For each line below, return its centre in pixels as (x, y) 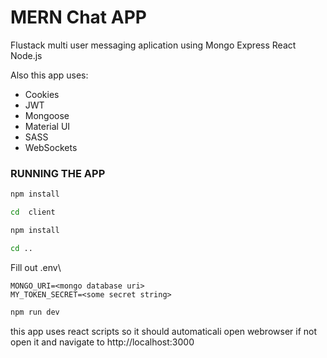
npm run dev (35, 312)
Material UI (47, 126)
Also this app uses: (49, 75)
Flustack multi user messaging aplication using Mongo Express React (153, 45)
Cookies (42, 94)
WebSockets (51, 147)
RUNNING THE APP (58, 173)
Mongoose (47, 115)
